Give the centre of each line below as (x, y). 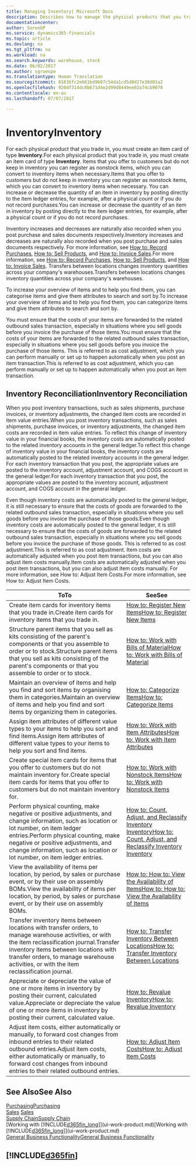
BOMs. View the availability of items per (63, 889)
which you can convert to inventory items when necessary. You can (87, 186)
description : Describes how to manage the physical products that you (94, 17)
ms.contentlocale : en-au (36, 93)
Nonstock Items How (154, 775)
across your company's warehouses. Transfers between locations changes (96, 272)
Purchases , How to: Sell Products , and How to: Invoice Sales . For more (90, 253)
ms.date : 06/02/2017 (31, 66)
